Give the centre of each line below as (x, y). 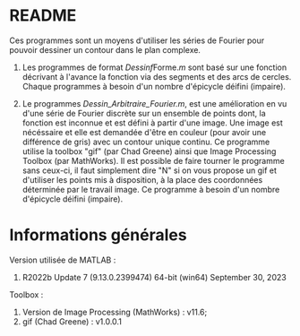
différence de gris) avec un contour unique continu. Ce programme (146, 142)
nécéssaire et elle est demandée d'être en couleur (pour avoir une (144, 132)
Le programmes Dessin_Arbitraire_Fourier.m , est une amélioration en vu (154, 103)
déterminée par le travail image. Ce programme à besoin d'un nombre (151, 189)
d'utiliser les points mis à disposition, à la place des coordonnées (142, 179)
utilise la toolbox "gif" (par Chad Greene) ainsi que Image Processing (149, 151)
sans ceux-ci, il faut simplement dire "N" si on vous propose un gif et (150, 170)
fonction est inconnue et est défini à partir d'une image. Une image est (153, 123)
